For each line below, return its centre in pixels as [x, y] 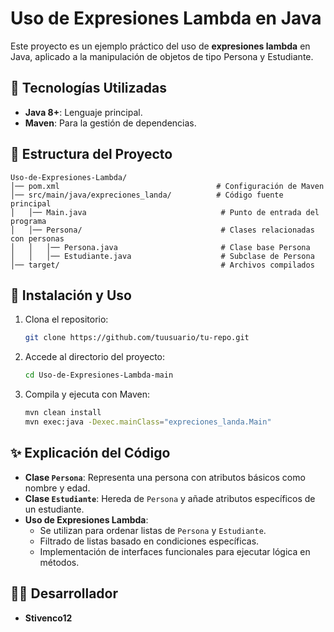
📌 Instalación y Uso [71, 295]
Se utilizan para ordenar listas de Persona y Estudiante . [153, 530]
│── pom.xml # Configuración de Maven [167, 186]
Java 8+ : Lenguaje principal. [83, 112]
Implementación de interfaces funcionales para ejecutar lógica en [175, 551]
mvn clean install [63, 413]
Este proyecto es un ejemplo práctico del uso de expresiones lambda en [160, 46]
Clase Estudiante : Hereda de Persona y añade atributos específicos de [170, 498]
